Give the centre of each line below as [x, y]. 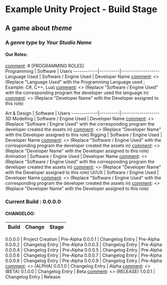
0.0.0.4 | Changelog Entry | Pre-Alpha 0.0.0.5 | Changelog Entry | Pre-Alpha [84, 250]
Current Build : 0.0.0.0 [33, 201]
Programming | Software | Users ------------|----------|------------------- [82, 71]
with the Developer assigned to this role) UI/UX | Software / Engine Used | [82, 172]
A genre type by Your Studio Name [48, 43]
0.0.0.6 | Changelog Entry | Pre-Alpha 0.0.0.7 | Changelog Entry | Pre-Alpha [84, 255]
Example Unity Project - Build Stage [81, 9]
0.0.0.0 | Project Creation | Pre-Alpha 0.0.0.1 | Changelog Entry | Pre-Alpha [82, 239]
